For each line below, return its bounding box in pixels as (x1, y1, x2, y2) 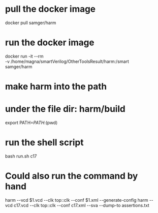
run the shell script (5, 137, 84, 148)
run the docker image (5, 37, 95, 48)
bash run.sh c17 (5, 153, 37, 159)
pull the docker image (5, 3, 96, 15)
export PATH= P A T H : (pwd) (5, 120, 58, 125)
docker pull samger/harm (5, 20, 57, 26)
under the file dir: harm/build (5, 103, 126, 115)
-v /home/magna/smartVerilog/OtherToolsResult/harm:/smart (5, 58, 129, 64)
